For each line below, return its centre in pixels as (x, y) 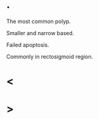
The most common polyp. (39, 21)
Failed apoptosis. (28, 45)
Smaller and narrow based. (40, 33)
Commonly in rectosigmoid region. (50, 56)
